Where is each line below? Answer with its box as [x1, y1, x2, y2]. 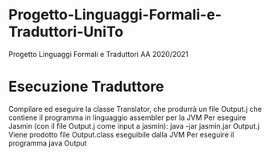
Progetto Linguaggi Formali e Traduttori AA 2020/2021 [8, 49, 189, 59]
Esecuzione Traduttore [8, 78, 164, 96]
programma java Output [8, 138, 87, 148]
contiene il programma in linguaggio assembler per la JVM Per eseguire [8, 113, 247, 122]
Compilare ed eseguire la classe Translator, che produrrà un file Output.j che [8, 104, 262, 113]
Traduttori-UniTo [8, 23, 123, 41]
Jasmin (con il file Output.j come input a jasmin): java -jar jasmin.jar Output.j [8, 121, 260, 130]
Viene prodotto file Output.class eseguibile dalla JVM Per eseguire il [8, 129, 235, 139]
